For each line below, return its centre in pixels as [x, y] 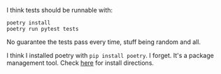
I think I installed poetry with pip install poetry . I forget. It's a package [110, 55]
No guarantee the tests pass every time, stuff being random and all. [104, 42]
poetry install [29, 23]
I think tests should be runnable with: [60, 10]
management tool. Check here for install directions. [80, 63]
